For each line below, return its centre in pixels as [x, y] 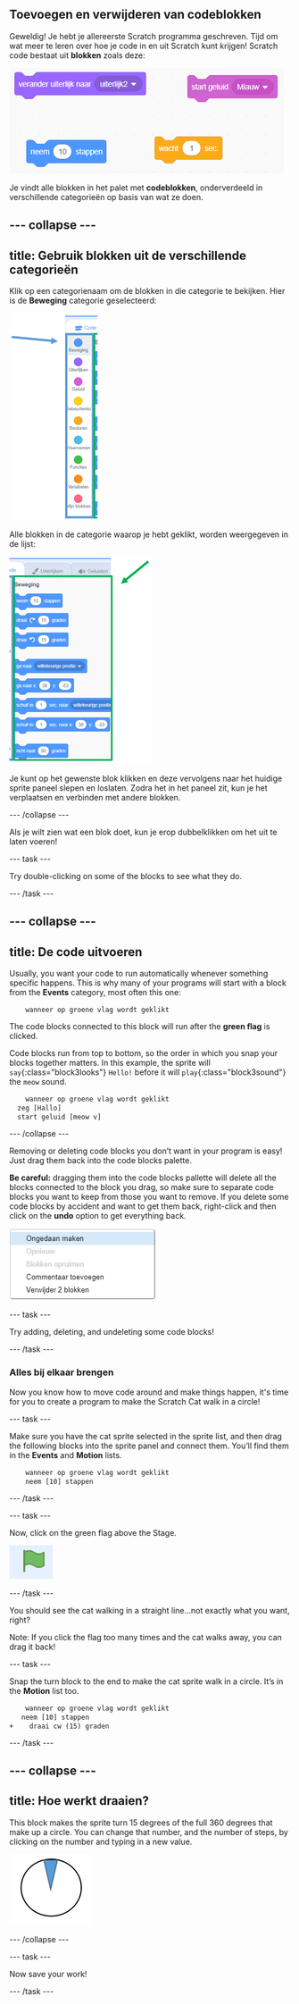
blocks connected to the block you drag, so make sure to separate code [141, 1187]
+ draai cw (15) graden [59, 1726]
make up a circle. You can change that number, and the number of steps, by [149, 1832]
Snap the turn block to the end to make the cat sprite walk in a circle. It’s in [146, 1681]
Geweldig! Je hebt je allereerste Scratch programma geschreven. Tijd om [144, 36]
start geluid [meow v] [59, 1117]
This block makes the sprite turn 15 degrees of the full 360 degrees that [141, 1823]
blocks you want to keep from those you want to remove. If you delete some [149, 1197]
